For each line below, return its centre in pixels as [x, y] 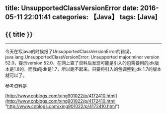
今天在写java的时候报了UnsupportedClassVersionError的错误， [70, 52]
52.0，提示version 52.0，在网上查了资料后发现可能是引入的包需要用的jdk [80, 63]
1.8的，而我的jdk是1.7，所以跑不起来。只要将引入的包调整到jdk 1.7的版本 [87, 69]
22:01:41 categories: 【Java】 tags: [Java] [91, 17]
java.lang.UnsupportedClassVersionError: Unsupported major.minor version [83, 57]
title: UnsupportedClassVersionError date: [72, 8]
